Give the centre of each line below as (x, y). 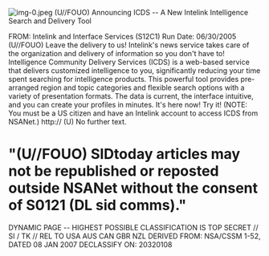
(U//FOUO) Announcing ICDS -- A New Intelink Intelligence (151, 12)
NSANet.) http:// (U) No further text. (67, 122)
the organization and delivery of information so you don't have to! (116, 53)
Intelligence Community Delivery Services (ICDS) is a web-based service (129, 62)
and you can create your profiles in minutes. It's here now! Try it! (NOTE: (128, 105)
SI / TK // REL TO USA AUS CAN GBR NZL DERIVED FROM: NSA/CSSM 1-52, (134, 236)
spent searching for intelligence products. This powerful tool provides (124, 79)
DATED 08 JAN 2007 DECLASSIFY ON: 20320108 (90, 244)
